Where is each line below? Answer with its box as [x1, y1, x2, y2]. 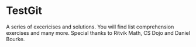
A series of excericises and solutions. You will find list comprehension [6, 23, 174, 30]
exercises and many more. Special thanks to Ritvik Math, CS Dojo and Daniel [6, 29, 190, 36]
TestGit [6, 4, 42, 17]
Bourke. [6, 35, 25, 42]
